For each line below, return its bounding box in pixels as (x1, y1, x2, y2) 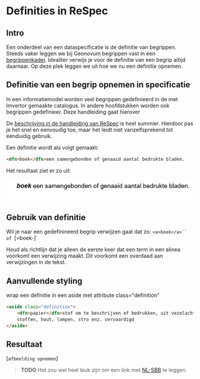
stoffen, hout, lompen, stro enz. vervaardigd (17, 317, 135, 322)
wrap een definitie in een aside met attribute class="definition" (6, 292, 160, 299)
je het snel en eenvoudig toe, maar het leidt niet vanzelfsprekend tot (6, 126, 173, 133)
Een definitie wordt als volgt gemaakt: (6, 144, 99, 151)
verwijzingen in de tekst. (6, 259, 67, 266)
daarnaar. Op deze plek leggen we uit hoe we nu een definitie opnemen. (6, 62, 183, 70)
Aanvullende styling (6, 275, 83, 286)
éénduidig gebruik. (6, 132, 52, 139)
